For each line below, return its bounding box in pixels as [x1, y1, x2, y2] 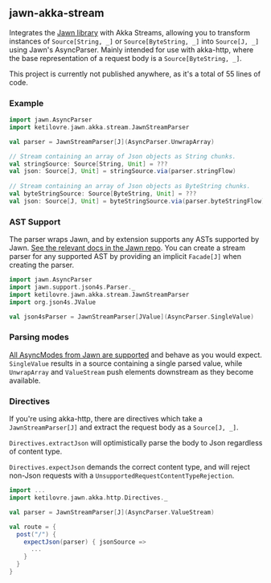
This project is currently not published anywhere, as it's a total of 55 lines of [9, 68, 261, 79]
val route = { [9, 523, 57, 531]
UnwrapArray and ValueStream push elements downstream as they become [9, 367, 254, 376]
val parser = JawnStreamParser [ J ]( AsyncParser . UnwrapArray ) [9, 138, 216, 146]
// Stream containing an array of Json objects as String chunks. [9, 152, 236, 160]
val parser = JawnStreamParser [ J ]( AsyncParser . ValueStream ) [9, 508, 216, 516]
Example [9, 97, 44, 109]
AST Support [9, 216, 61, 228]
